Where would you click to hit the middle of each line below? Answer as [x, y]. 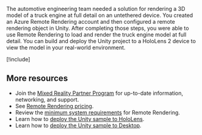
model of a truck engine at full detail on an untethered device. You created [100, 15]
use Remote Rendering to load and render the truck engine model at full [96, 35]
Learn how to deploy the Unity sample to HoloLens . [80, 119]
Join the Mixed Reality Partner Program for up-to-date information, [99, 93]
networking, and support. [47, 99]
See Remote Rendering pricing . [54, 106]
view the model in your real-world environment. [66, 47]
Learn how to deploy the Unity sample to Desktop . [78, 125]
